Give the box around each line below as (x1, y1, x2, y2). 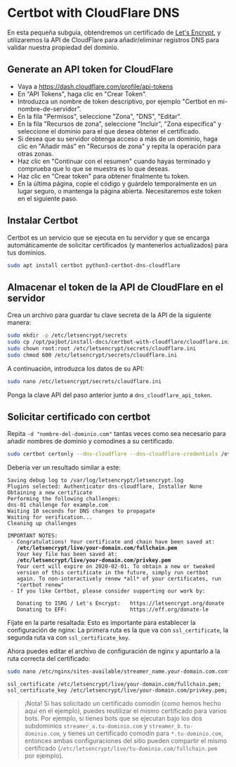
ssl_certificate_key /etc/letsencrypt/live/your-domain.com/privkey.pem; (7, 687, 228, 694)
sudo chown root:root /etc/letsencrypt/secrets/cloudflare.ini (7, 345, 197, 352)
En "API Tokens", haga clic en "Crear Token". (17, 89, 147, 98)
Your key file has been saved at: (16, 550, 118, 558)
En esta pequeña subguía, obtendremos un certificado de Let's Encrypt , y (7, 28, 221, 37)
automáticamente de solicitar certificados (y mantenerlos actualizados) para (7, 240, 228, 249)
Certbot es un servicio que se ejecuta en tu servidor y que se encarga (7, 233, 210, 242)
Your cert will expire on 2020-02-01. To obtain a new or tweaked (16, 563, 216, 570)
